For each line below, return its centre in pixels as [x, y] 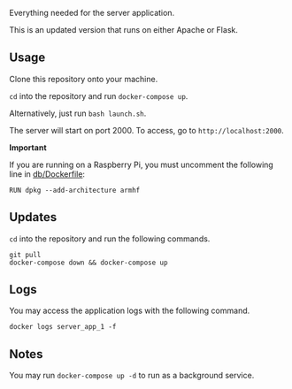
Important [28, 147]
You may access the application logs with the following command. [130, 311]
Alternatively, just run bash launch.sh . [78, 113]
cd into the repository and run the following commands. [110, 239]
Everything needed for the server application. [92, 13]
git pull [25, 255]
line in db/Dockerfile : [47, 174]
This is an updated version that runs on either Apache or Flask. [124, 30]
